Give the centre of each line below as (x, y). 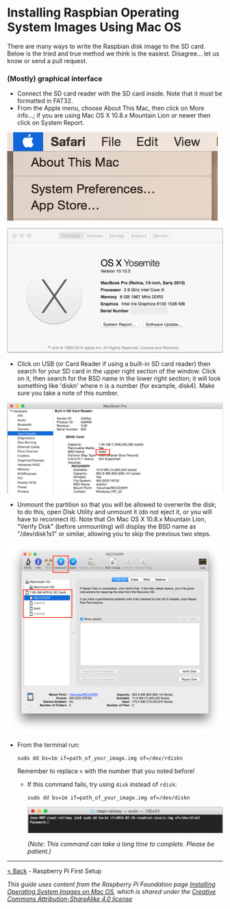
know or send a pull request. (47, 60)
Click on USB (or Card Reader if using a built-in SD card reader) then (114, 364)
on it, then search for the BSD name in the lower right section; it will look (119, 378)
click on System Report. (50, 123)
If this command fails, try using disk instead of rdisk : (102, 785)
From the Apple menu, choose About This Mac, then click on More (111, 108)
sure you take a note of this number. (68, 393)
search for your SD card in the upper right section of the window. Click (117, 371)
